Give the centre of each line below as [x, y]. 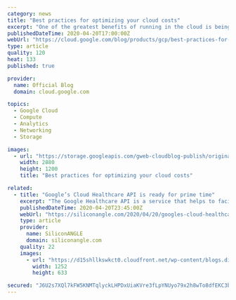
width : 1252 [50, 266]
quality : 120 [26, 53]
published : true [31, 66]
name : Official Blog [44, 85]
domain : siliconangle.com [64, 240]
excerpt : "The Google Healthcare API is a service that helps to [118, 201]
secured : [20, 286]
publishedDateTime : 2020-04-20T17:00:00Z [69, 33]
